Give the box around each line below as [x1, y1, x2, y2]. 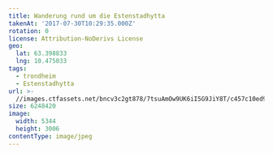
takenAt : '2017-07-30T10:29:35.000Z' [8, 19, 136, 28]
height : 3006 [15, 125, 60, 133]
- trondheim [15, 72, 57, 80]
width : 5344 [15, 117, 57, 125]
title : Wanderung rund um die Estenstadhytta [8, 11, 165, 20]
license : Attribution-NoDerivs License [8, 34, 144, 43]
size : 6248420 [8, 102, 57, 110]
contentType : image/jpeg [8, 132, 93, 140]
